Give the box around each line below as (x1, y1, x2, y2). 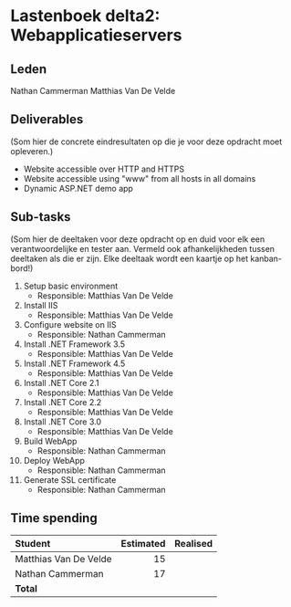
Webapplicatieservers (10, 25, 182, 46)
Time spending (10, 510, 99, 526)
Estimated (120, 538, 166, 550)
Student (15, 538, 51, 550)
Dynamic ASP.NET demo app (23, 183, 133, 194)
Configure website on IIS (23, 319, 117, 330)
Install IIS (23, 299, 58, 310)
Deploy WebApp (23, 455, 86, 466)
